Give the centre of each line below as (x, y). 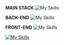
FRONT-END (19, 27)
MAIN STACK (20, 8)
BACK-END (17, 17)
